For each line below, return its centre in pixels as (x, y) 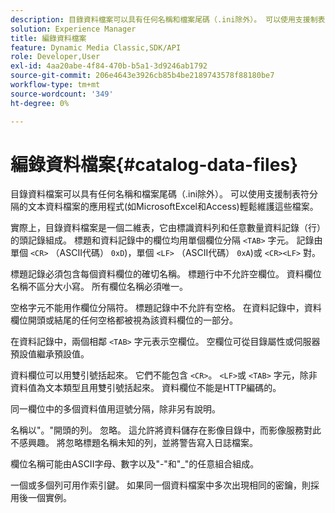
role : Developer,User (55, 57)
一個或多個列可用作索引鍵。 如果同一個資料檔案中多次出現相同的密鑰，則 (160, 485)
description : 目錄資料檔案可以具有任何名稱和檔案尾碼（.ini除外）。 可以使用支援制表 (168, 19)
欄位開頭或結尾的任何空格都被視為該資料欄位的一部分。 (124, 320)
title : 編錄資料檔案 (48, 38)
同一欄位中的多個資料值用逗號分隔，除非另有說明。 (115, 409)
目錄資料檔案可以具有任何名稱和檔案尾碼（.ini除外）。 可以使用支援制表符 (160, 194)
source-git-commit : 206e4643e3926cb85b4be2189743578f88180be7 (142, 76)
